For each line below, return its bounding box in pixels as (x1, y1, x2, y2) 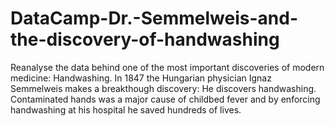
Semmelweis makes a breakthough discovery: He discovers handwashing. (10, 82, 317, 94)
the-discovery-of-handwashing (10, 28, 280, 51)
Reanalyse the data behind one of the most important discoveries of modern (10, 61, 325, 73)
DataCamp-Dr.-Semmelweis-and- (10, 7, 299, 30)
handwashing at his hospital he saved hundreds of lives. (10, 103, 242, 116)
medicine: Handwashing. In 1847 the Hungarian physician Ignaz (10, 72, 272, 84)
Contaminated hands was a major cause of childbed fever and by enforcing (10, 93, 321, 105)
